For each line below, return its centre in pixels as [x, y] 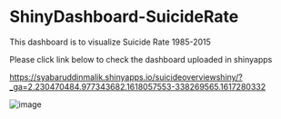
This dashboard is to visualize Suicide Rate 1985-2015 [110, 42]
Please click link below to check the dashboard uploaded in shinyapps [141, 59]
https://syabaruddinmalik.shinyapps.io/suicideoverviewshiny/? [126, 77]
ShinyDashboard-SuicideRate [124, 17]
